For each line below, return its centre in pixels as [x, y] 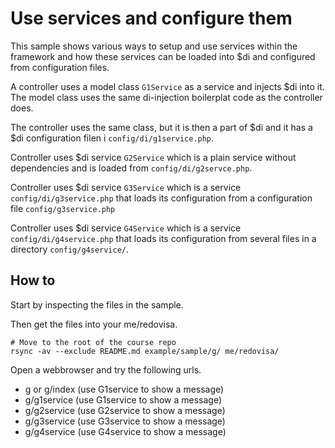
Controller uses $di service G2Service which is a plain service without [153, 157]
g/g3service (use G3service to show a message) [125, 421]
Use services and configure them [151, 18]
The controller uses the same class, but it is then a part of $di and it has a [161, 127]
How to [33, 280]
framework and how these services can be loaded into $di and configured [163, 56]
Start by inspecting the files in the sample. [97, 304]
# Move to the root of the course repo [93, 342]
